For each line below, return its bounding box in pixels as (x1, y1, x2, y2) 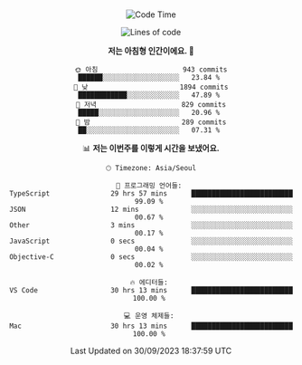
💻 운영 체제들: (124, 312, 175, 321)
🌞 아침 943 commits (74, 65, 228, 74)
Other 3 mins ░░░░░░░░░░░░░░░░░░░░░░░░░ (9, 221, 293, 230)
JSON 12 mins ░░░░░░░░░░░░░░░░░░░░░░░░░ (9, 205, 293, 214)
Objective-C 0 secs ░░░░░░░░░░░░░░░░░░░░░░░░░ (9, 253, 293, 262)
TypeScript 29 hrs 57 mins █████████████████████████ (9, 189, 293, 198)
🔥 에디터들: (129, 278, 168, 287)
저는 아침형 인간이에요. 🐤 (107, 45, 195, 56)
